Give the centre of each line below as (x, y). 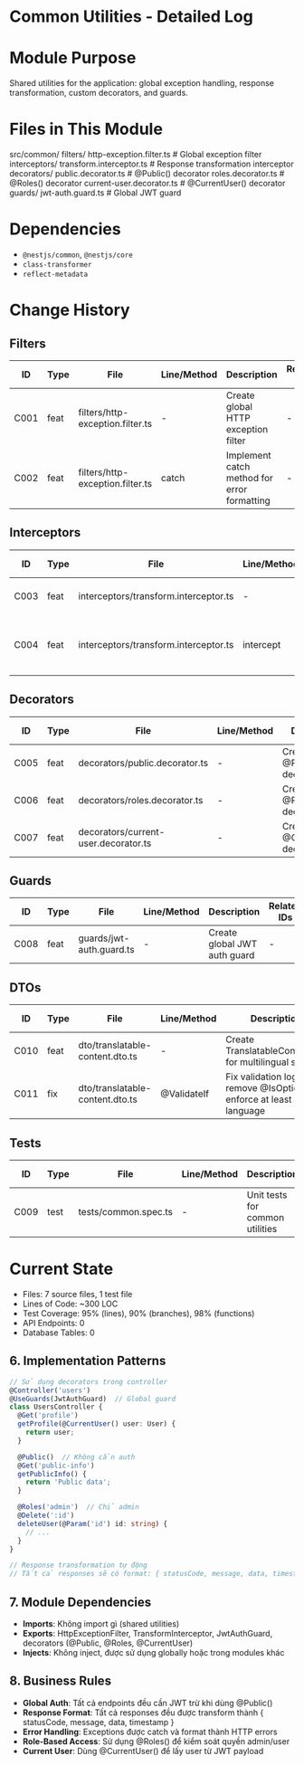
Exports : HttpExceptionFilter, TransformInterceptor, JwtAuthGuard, (147, 1633)
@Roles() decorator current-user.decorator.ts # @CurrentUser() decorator (147, 184)
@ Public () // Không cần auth (76, 1457)
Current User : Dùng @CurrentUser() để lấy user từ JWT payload (143, 1751)
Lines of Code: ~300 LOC (70, 1304)
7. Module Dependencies (81, 1602)
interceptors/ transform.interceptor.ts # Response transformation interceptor (152, 164)
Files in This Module (86, 129)
